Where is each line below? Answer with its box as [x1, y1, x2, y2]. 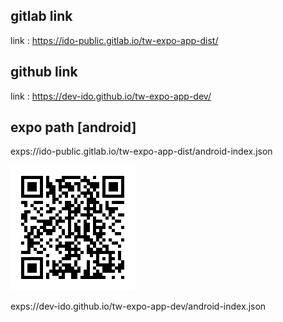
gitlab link [10, 8, 73, 25]
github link [10, 64, 78, 81]
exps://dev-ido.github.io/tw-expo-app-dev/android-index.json [10, 300, 267, 313]
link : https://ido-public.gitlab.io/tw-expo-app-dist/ [10, 34, 219, 46]
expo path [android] [10, 119, 137, 136]
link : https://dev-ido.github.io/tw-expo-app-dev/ [10, 90, 212, 102]
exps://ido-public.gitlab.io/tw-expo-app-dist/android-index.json [10, 145, 273, 158]
